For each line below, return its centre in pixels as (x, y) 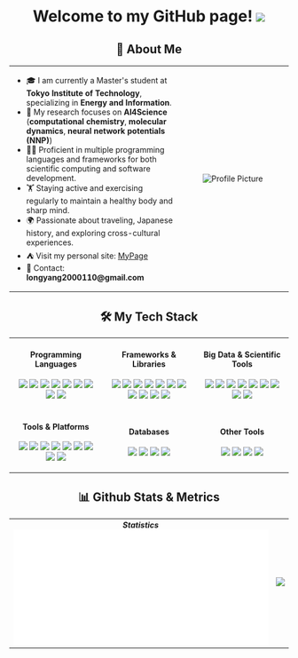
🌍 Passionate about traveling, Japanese (99, 220)
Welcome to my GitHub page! (142, 16)
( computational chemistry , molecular (96, 121)
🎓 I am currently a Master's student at (97, 80)
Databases (149, 432)
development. (51, 178)
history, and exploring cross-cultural (93, 233)
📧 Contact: (45, 267)
